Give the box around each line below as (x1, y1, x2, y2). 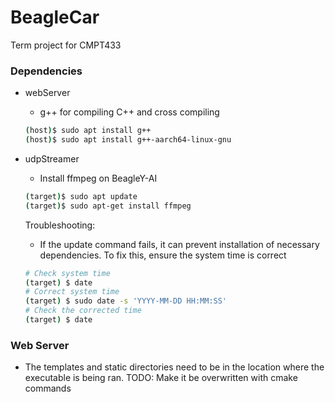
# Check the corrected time (24, 306, 142, 316)
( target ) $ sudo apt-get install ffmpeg (24, 201, 192, 211)
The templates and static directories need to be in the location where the (24, 361, 325, 373)
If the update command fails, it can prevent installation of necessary (39, 238, 320, 250)
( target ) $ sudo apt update (24, 191, 138, 201)
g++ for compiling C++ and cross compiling (39, 106, 220, 118)
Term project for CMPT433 (10, 39, 122, 51)
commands (24, 382, 72, 395)
